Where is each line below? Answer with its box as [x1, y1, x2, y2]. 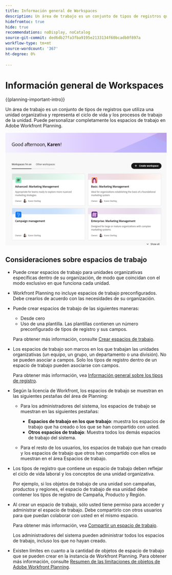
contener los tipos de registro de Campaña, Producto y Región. [12, 492, 146, 498]
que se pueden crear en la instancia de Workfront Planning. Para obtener [12, 553, 167, 559]
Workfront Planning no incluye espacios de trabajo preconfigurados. [12, 290, 157, 296]
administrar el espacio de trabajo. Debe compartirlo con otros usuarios [12, 507, 162, 513]
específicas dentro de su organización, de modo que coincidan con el [12, 274, 160, 281]
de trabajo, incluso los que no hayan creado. [12, 538, 107, 544]
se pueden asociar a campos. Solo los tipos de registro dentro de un [12, 356, 157, 363]
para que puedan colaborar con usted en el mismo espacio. [12, 512, 139, 518]
